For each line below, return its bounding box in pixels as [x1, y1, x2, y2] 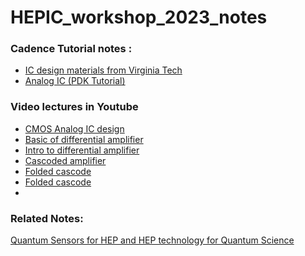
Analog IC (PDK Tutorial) [24, 75, 126, 87]
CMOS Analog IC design [24, 122, 125, 135]
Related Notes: [10, 211, 84, 225]
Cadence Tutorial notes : [10, 42, 133, 56]
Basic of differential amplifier [24, 133, 144, 145]
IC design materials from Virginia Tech [24, 64, 183, 76]
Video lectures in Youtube [10, 100, 139, 114]
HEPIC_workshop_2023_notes [10, 6, 268, 29]
